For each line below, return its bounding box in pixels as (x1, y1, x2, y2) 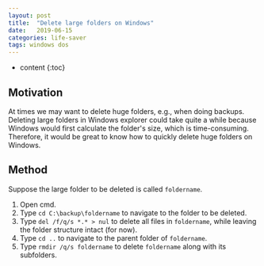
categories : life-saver (8, 33, 87, 42)
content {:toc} (19, 63, 66, 72)
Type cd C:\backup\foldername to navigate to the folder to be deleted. (19, 207, 247, 218)
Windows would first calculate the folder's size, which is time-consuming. (8, 123, 250, 133)
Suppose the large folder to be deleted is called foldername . (8, 184, 203, 194)
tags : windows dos (8, 41, 69, 49)
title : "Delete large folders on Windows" (8, 19, 155, 27)
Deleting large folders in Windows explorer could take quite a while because (8, 115, 257, 124)
